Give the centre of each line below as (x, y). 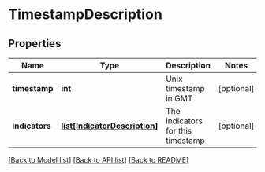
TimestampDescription (86, 15)
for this (179, 131)
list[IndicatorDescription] (110, 126)
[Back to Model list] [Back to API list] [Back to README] (99, 160)
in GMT (179, 98)
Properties (35, 44)
